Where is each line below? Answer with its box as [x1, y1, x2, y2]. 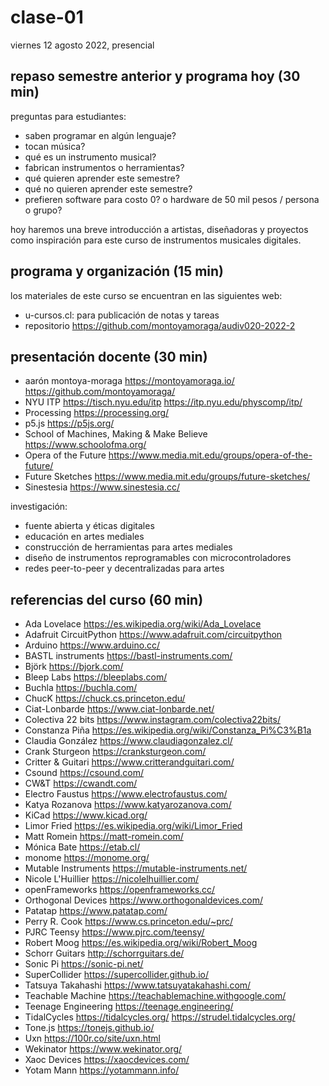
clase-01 [10, 6, 84, 29]
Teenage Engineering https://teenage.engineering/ [24, 1001, 234, 1013]
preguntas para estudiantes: [10, 110, 127, 122]
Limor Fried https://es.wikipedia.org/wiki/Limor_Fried [24, 820, 243, 832]
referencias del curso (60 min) [10, 591, 204, 608]
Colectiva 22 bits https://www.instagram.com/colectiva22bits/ [24, 714, 281, 726]
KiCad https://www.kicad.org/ [24, 809, 148, 821]
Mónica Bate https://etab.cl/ [24, 841, 141, 853]
